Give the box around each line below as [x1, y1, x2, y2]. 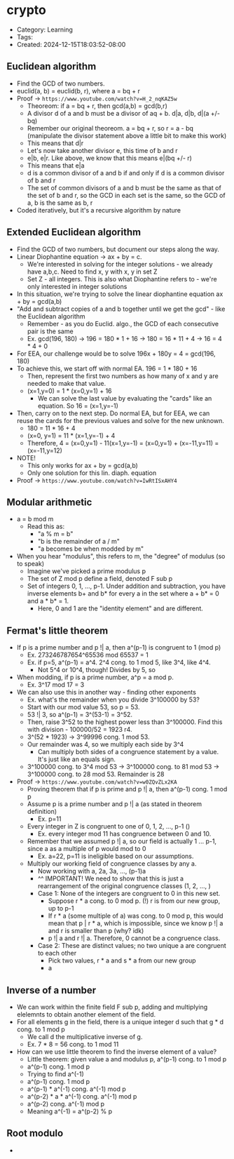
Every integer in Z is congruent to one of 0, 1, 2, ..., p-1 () [27, 822, 191, 831]
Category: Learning [16, 25, 73, 34]
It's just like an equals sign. [37, 755, 116, 763]
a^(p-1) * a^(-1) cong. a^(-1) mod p [27, 1085, 127, 1093]
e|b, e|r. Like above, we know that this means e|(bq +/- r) [27, 154, 192, 162]
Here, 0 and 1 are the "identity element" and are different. [37, 604, 204, 612]
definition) [27, 808, 57, 816]
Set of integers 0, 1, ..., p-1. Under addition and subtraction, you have [27, 582, 226, 591]
